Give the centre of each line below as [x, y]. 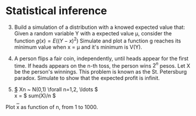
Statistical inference [56, 11]
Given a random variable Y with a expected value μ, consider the [93, 33]
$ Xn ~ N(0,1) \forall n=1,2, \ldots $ [56, 90]
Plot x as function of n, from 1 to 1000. [52, 107]
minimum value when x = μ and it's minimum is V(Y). [78, 47]
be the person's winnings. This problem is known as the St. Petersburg [100, 72]
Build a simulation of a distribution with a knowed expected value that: [99, 27]
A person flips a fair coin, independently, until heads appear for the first [101, 58]
